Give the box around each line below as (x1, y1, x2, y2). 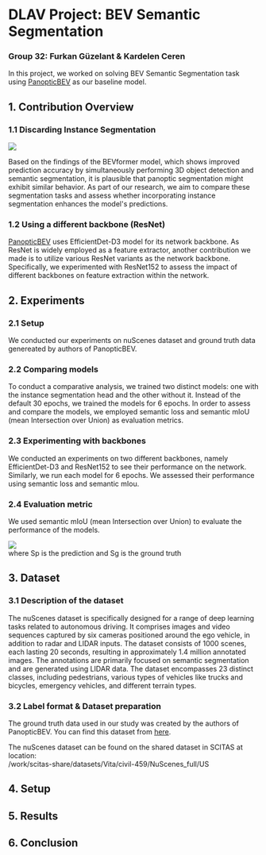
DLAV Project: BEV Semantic (8, 6, 201, 24)
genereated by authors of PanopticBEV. (8, 344, 137, 354)
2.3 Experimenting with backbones (8, 435, 147, 446)
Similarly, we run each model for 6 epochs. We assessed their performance (8, 470, 255, 479)
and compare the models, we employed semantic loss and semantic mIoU (8, 407, 250, 417)
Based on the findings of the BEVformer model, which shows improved (8, 157, 241, 167)
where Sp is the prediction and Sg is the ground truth (8, 549, 182, 558)
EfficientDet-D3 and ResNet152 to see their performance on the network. (8, 462, 247, 472)
